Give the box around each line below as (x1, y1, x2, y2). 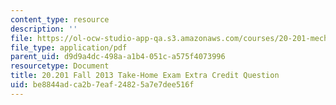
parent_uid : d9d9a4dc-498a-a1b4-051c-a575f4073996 (10, 52, 226, 62)
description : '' (10, 24, 78, 34)
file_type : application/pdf (10, 42, 128, 53)
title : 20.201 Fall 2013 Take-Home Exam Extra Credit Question (10, 71, 280, 81)
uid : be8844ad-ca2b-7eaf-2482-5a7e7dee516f (10, 80, 195, 90)
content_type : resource (10, 14, 110, 25)
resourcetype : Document (10, 61, 110, 71)
